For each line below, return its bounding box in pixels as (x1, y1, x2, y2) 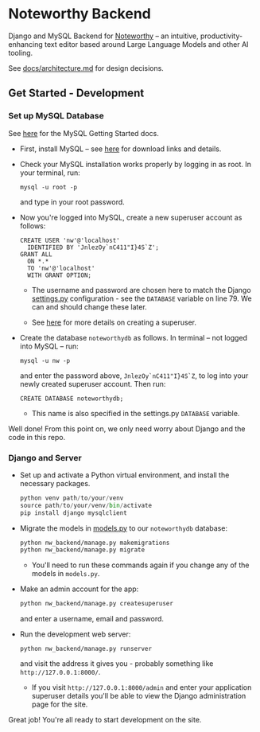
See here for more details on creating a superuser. (31, 317, 197, 327)
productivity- (200, 31, 243, 41)
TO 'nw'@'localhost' (27, 264, 95, 272)
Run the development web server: (19, 629, 131, 639)
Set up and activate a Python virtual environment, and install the (19, 470, 230, 480)
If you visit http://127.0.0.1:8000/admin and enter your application (31, 683, 252, 692)
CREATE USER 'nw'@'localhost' (19, 236, 121, 244)
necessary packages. (19, 478, 91, 488)
